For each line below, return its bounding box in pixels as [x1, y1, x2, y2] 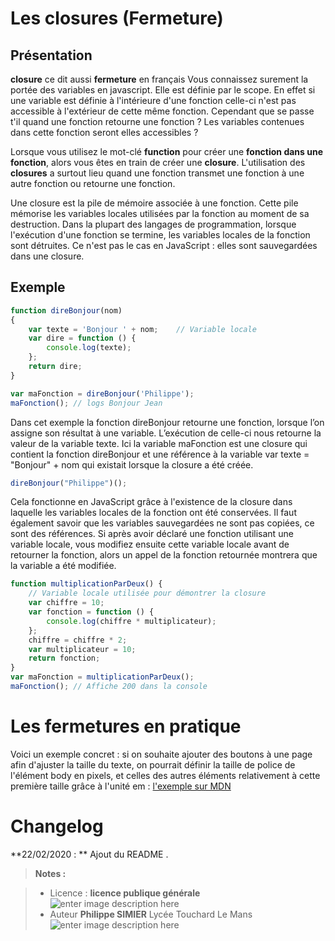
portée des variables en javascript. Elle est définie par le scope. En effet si [10, 84, 316, 96]
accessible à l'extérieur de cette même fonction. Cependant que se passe [10, 105, 315, 117]
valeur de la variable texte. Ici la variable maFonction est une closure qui [10, 437, 308, 449]
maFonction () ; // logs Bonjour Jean [10, 398, 163, 408]
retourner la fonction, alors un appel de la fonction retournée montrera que [10, 549, 318, 561]
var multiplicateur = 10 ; [28, 644, 137, 654]
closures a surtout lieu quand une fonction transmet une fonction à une [10, 167, 305, 179]
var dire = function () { [28, 333, 137, 344]
